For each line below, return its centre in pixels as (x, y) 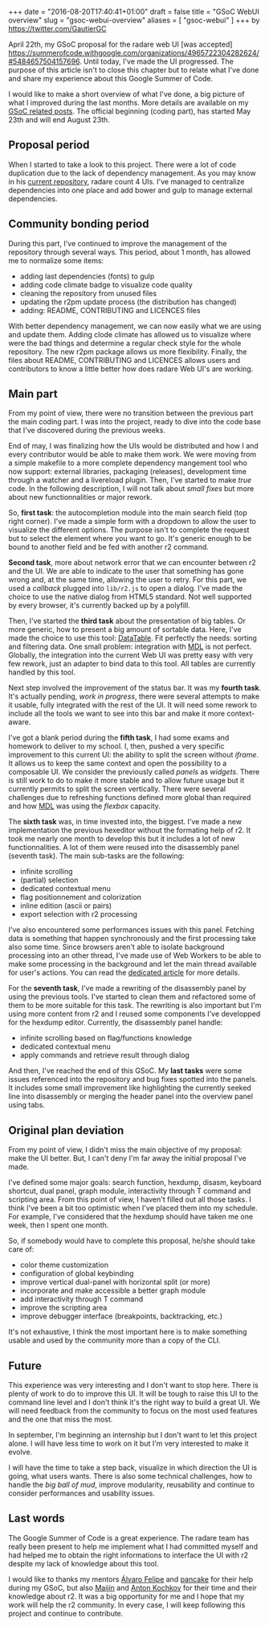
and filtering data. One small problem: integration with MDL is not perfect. (130, 646)
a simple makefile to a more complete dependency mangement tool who (128, 463)
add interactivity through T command (81, 1299)
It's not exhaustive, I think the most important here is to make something (128, 1332)
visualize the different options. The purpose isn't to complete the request (129, 530)
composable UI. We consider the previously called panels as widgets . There (134, 772)
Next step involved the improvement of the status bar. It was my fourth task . (135, 688)
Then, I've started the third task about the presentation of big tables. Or (127, 621)
